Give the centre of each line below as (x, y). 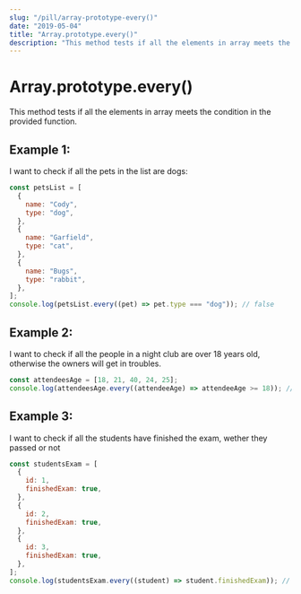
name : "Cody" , (52, 204)
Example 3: (41, 417)
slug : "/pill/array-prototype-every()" (84, 17)
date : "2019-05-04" (46, 26)
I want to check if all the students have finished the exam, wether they (138, 438)
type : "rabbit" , (56, 279)
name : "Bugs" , (52, 271)
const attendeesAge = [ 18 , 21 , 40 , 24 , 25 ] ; (94, 380)
